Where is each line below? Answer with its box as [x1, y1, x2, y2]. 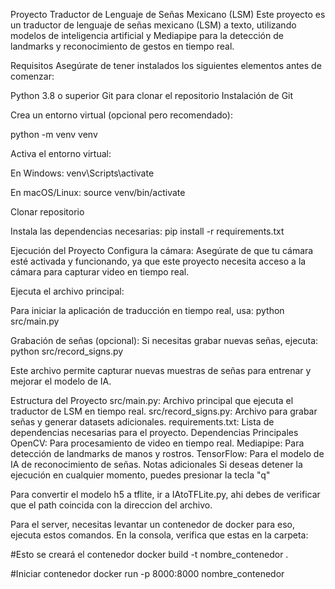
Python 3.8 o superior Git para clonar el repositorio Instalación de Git [10, 90, 294, 101]
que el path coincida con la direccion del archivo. [10, 499, 213, 511]
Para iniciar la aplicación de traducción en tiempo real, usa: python [10, 305, 285, 316]
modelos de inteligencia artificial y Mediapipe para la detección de [10, 30, 284, 41]
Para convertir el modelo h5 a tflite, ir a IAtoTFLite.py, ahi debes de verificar [10, 489, 321, 500]
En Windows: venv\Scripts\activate [10, 167, 155, 179]
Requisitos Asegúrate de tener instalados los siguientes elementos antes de [10, 60, 322, 71]
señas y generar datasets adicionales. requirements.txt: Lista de [10, 416, 275, 428]
